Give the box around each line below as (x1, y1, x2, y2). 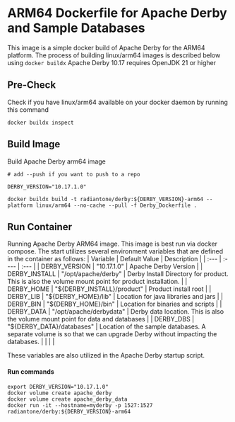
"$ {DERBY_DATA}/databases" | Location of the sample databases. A (7, 322, 206, 331)
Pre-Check (7, 79, 56, 91)
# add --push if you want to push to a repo (7, 171, 140, 178)
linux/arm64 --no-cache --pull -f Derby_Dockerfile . (35, 202, 198, 209)
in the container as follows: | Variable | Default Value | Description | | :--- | (7, 255, 222, 263)
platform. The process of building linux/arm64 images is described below (7, 51, 221, 59)
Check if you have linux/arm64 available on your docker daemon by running (7, 98, 228, 106)
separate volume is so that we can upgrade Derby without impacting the (7, 330, 217, 338)
